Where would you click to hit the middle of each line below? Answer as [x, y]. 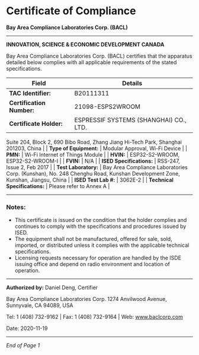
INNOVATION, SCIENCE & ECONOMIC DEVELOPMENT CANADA [85, 44]
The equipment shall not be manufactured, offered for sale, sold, [94, 239]
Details [132, 83]
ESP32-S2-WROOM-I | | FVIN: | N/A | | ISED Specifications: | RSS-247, [93, 161]
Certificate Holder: [36, 123]
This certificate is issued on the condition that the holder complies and [101, 220]
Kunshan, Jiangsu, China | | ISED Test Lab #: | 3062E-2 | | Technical [90, 180]
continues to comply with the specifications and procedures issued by [100, 226]
